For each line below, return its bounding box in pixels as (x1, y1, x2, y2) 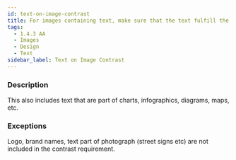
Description (7, 79, 49, 89)
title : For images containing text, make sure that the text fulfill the (7, 17, 230, 24)
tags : (7, 23, 23, 30)
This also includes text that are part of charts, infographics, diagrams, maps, (7, 96, 230, 105)
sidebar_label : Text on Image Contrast (7, 57, 125, 64)
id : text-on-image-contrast (7, 10, 90, 18)
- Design (13, 43, 40, 50)
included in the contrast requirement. (7, 144, 115, 153)
